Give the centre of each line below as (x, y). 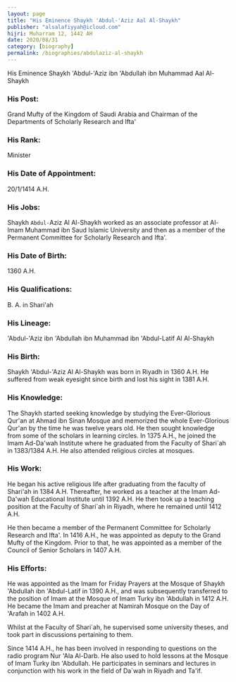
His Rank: (24, 140)
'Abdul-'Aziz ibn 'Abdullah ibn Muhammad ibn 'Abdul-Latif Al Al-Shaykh (111, 338)
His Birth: (24, 356)
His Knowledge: (35, 397)
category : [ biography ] (41, 46)
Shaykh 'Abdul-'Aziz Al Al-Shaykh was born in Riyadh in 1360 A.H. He (108, 372)
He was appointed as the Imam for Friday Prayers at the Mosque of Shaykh (116, 584)
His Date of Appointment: (52, 173)
